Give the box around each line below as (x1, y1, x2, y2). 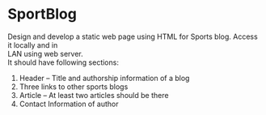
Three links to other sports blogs (19, 82, 129, 92)
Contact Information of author (19, 99, 119, 109)
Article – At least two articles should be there (19, 90, 169, 100)
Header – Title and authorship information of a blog (19, 73, 190, 83)
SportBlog (7, 5, 78, 23)
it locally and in (7, 40, 58, 49)
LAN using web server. (7, 49, 84, 58)
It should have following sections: (7, 57, 119, 67)
